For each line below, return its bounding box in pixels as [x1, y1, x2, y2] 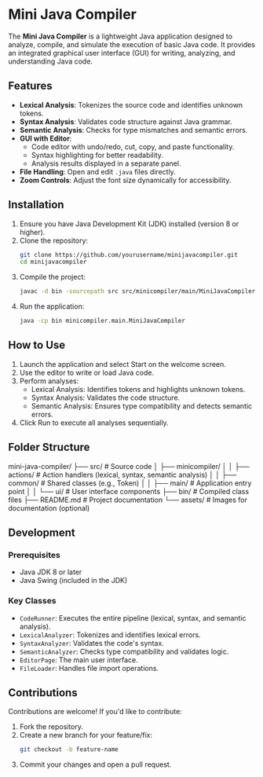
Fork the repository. [19, 722, 84, 731]
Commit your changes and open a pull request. [19, 760, 172, 769]
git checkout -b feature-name [19, 746, 119, 753]
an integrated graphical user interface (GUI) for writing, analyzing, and [8, 48, 236, 57]
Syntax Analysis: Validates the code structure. [31, 393, 181, 402]
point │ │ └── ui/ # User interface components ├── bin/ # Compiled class [8, 486, 250, 496]
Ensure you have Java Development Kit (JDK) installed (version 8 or [19, 218, 239, 229]
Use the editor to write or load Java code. [19, 368, 155, 377]
